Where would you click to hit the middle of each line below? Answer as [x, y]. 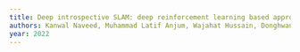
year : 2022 [29, 33]
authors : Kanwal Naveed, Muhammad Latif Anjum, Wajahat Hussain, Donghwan [151, 26]
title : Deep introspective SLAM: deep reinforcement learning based [139, 17]
